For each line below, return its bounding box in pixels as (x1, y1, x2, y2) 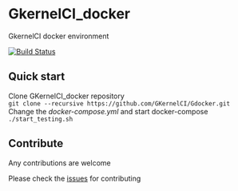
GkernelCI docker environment (8, 31, 109, 41)
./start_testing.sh (8, 115, 73, 123)
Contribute (8, 137, 64, 150)
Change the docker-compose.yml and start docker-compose (8, 106, 208, 116)
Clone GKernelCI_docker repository (8, 91, 125, 101)
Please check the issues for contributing (8, 173, 141, 183)
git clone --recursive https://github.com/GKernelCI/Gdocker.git (8, 99, 230, 108)
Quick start (8, 70, 65, 84)
